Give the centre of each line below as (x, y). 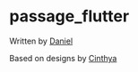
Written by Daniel (41, 41)
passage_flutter (69, 16)
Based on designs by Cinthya (63, 58)
